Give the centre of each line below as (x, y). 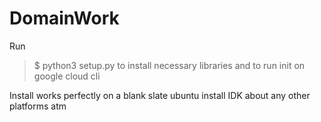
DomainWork (64, 18)
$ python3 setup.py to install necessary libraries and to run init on (169, 65)
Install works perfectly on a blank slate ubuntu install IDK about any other (160, 95)
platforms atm (38, 106)
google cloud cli (67, 76)
